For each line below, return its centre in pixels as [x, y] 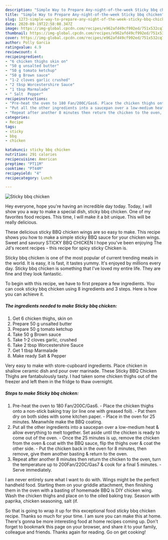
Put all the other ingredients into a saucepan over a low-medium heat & [85, 427]
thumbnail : [16, 33]
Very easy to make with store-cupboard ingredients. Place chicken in [76, 366]
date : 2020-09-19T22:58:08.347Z [39, 24]
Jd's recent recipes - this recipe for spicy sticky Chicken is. [66, 248]
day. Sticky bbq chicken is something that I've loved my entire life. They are [83, 268]
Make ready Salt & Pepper [39, 356]
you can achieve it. [24, 294]
